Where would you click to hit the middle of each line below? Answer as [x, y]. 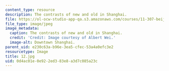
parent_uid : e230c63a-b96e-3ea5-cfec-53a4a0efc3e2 [59, 47]
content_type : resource [30, 10]
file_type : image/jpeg [29, 24]
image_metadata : [22, 28]
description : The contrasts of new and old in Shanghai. [66, 14]
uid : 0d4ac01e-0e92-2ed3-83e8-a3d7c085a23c [52, 61]
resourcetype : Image [27, 51]
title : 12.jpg [20, 56]
